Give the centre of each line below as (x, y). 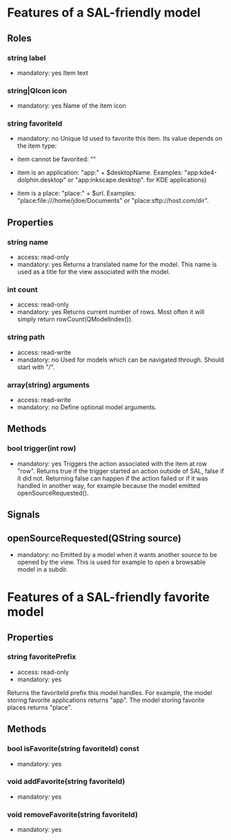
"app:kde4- (201, 173)
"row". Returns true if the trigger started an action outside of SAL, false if (120, 471)
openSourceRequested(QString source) (94, 538)
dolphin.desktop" (42, 180)
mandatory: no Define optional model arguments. (87, 407)
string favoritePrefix (42, 657)
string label (27, 58)
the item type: (37, 146)
